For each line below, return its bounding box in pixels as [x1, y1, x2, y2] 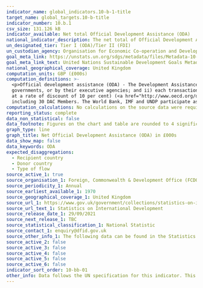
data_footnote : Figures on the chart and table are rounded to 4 [6, 121, 174, 127]
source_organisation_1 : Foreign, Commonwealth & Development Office [6, 178, 182, 184]
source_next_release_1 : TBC [6, 217, 77, 223]
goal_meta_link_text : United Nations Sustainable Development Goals [6, 59, 182, 65]
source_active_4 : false [6, 250, 66, 257]
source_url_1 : [6, 200, 42, 206]
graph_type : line [6, 127, 50, 133]
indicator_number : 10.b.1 [6, 20, 71, 26]
